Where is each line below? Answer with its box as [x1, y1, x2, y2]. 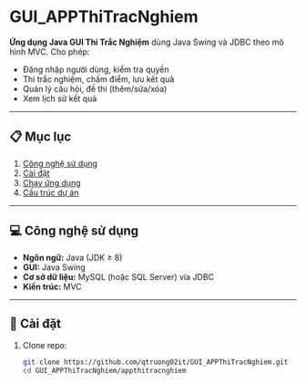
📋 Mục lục [9, 130, 72, 145]
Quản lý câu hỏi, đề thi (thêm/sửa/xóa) [22, 83, 168, 94]
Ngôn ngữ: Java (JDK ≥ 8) [22, 252, 123, 263]
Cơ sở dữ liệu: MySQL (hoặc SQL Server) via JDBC [22, 271, 215, 282]
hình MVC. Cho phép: [9, 46, 90, 57]
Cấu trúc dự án [22, 187, 79, 198]
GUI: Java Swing [22, 262, 87, 273]
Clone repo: [22, 340, 67, 351]
